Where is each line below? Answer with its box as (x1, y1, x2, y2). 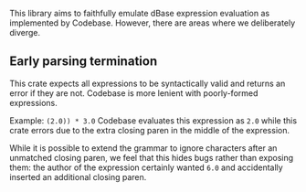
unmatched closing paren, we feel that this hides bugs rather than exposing (9, 152, 294, 163)
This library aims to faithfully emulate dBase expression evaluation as (9, 8, 270, 18)
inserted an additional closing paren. (9, 171, 147, 182)
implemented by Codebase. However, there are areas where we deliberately (9, 17, 296, 28)
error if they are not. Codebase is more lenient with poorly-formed (9, 87, 259, 99)
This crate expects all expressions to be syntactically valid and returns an (9, 78, 286, 89)
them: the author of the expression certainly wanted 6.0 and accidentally (9, 162, 283, 173)
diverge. (9, 27, 41, 37)
